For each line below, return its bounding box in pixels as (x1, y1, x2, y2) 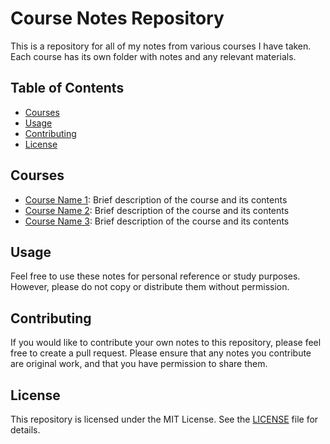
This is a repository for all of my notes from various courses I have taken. (10, 40, 312, 52)
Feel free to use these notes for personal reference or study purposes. (10, 270, 301, 282)
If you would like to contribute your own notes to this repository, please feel (10, 337, 322, 349)
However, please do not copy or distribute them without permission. (10, 281, 290, 293)
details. (10, 424, 41, 436)
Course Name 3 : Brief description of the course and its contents (24, 215, 290, 227)
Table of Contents (10, 80, 125, 97)
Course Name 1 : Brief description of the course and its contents (24, 193, 288, 206)
